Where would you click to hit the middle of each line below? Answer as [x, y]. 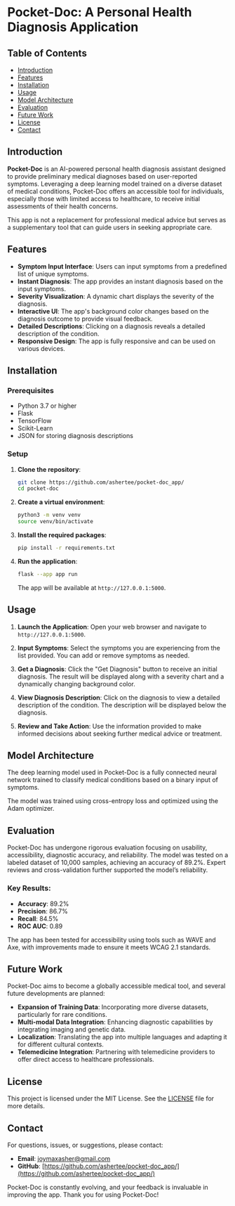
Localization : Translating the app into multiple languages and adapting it [122, 1037]
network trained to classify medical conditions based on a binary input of [113, 780]
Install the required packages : [62, 535]
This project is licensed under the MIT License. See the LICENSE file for [111, 1098]
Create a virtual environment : [61, 502]
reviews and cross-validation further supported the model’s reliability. [108, 870]
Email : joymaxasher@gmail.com [64, 1159]
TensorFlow [34, 421]
